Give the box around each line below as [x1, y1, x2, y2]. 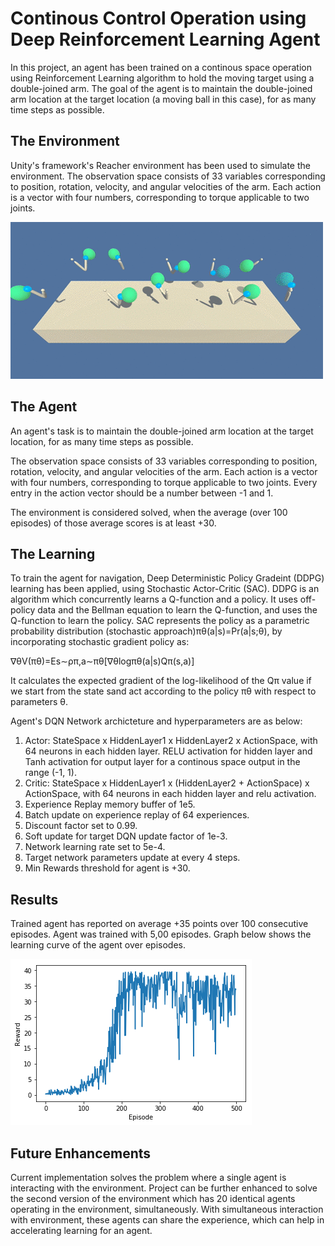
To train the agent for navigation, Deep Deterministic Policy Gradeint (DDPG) [10, 572, 325, 584]
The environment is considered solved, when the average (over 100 [10, 506, 288, 518]
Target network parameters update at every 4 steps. [24, 852, 241, 864]
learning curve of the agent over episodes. [10, 939, 186, 951]
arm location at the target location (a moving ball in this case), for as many [10, 93, 317, 105]
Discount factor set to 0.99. [24, 820, 138, 832]
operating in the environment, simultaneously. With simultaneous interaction [10, 1203, 324, 1215]
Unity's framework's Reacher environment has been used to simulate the [10, 159, 311, 171]
